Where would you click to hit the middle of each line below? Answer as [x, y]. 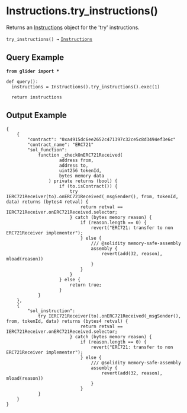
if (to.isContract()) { [88, 186]
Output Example [36, 115]
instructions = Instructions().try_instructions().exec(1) [86, 87]
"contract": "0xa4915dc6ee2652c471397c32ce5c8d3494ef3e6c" [102, 139]
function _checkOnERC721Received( [80, 155]
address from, [76, 160]
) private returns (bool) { [83, 181]
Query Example [35, 58]
